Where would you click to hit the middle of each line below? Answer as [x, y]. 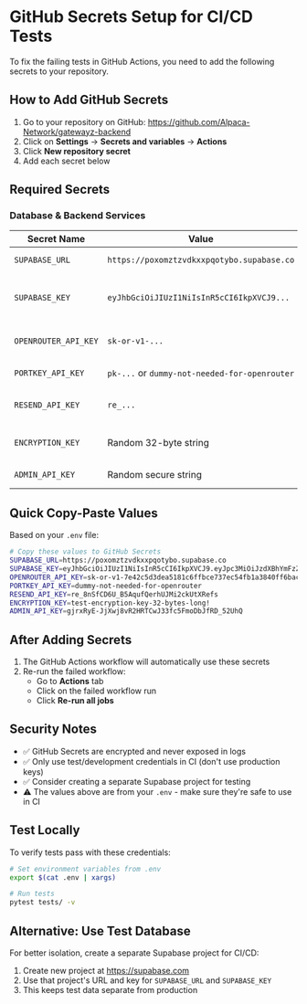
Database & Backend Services [78, 216]
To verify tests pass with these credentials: [90, 852]
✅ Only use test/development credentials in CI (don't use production [151, 761]
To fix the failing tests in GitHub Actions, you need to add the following [142, 61]
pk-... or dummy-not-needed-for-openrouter [201, 374]
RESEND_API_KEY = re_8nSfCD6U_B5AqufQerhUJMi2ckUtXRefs [114, 594]
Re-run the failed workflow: [74, 671]
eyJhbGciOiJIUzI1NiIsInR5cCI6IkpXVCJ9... [199, 298]
